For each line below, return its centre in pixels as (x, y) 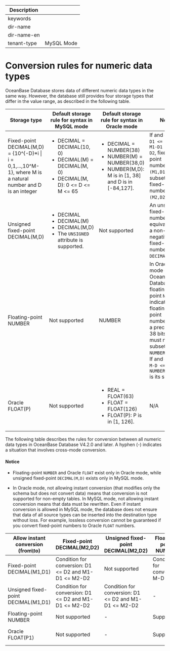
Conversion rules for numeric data (79, 66)
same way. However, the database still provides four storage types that (79, 96)
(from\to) (29, 551)
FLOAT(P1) (21, 638)
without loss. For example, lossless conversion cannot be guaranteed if (87, 520)
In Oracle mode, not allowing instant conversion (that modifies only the (86, 488)
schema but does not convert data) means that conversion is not (80, 494)
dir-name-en (24, 35)
